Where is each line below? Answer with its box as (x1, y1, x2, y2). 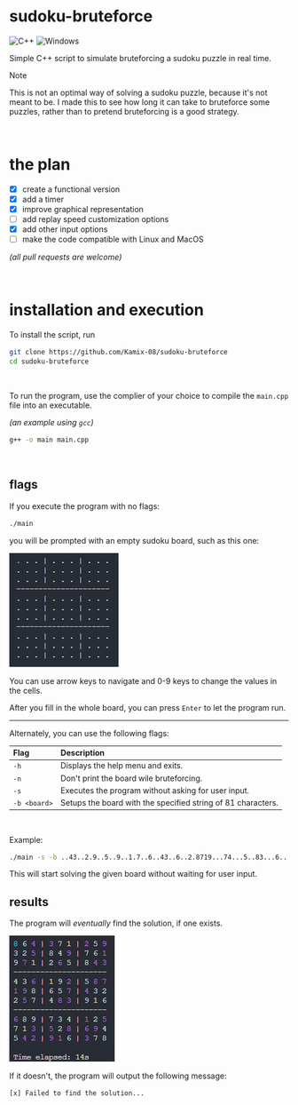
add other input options (21, 224, 108, 235)
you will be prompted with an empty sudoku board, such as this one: (9, 535, 260, 545)
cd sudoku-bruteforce (9, 357, 90, 366)
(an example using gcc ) (9, 417, 95, 427)
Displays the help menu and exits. (60, 760, 184, 771)
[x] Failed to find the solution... (9, 1089, 145, 1098)
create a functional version (21, 184, 121, 195)
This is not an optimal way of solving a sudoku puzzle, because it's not (9, 87, 268, 98)
